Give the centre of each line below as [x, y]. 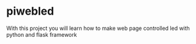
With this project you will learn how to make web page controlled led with [98, 28]
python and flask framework [42, 34]
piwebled [30, 11]
